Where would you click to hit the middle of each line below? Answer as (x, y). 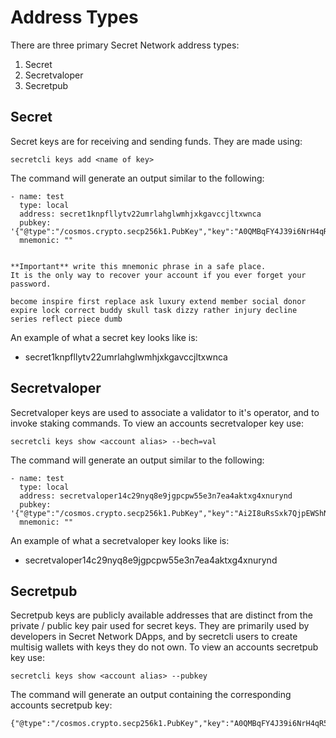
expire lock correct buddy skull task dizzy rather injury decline (154, 310)
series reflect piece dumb (66, 319)
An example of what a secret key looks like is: (104, 337)
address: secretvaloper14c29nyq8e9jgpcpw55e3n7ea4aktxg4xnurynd (156, 496)
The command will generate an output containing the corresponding (151, 695)
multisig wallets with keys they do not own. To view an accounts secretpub (164, 647)
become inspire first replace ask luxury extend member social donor (158, 301)
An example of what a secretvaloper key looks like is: (120, 540)
